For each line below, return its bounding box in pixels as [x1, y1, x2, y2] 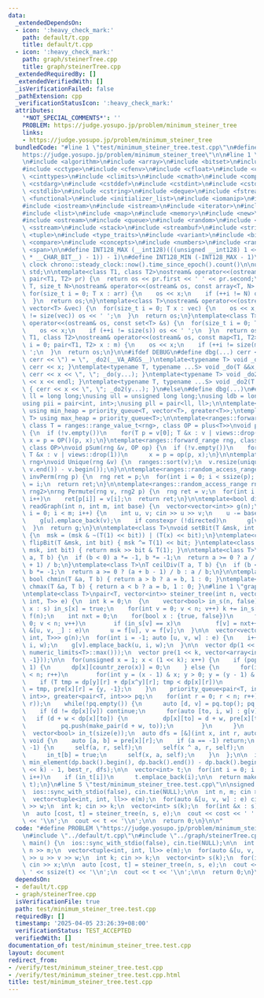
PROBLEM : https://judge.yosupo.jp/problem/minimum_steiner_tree [22, 121, 237, 129]
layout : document [8, 948, 65, 957]
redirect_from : [8, 956, 58, 964]
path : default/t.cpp [22, 33, 90, 42]
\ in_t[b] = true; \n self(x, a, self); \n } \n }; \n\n [22, 751, 247, 759]
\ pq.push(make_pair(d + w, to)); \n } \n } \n [22, 722, 244, 729]
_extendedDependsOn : [15, 19, 82, 27]
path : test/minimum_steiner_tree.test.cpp [15, 905, 156, 913]
